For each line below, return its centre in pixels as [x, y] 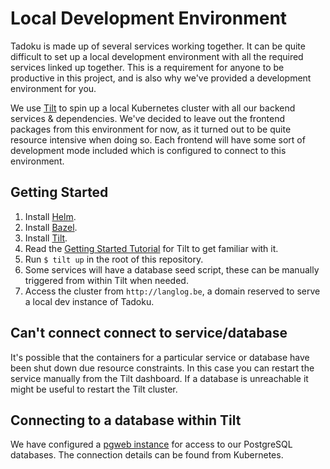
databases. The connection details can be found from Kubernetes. [147, 455]
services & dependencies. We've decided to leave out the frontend [147, 118]
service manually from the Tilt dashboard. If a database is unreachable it [159, 378]
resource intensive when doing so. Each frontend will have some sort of [158, 139]
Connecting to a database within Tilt [126, 420]
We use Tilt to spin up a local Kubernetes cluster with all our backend [153, 108]
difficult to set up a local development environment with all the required [157, 56]
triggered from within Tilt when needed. [106, 280]
